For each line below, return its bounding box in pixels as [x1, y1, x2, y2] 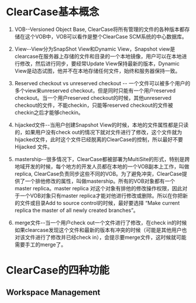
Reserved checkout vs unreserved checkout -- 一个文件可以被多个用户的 [14, 79, 191, 86]
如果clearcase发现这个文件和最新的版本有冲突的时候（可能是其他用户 [14, 226, 182, 234]
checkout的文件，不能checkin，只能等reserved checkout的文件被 [14, 102, 174, 109]
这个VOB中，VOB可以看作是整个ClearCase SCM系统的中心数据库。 [25, 33, 187, 40]
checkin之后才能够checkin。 [14, 109, 84, 116]
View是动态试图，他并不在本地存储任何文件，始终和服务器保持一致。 [14, 67, 181, 74]
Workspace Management [6, 287, 101, 297]
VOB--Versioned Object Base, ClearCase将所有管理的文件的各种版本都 [14, 26, 185, 33]
